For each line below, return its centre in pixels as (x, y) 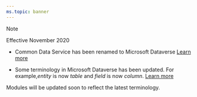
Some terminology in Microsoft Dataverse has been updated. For (94, 70)
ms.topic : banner (28, 12)
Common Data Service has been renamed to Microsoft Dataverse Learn (103, 52)
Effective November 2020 (38, 40)
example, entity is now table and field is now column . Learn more (94, 76)
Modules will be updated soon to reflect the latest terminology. (83, 87)
